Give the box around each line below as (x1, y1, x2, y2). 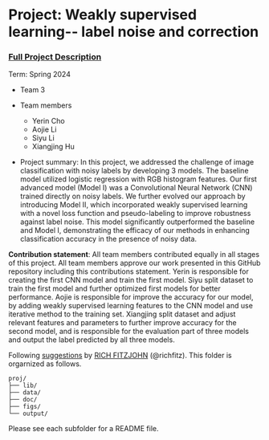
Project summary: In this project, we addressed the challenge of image (19, 157, 255, 167)
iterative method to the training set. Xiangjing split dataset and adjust (8, 309, 236, 319)
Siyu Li (31, 133, 55, 143)
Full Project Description (8, 51, 102, 63)
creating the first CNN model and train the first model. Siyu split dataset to (8, 275, 254, 285)
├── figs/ (8, 403, 42, 411)
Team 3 (19, 85, 46, 95)
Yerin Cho (31, 116, 66, 126)
